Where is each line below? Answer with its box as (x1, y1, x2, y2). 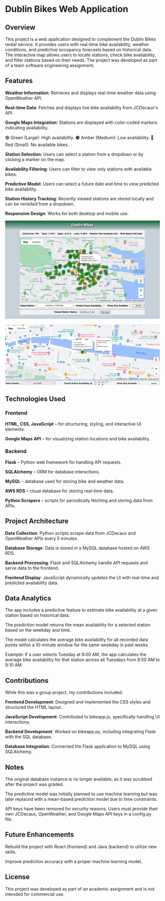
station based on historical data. (5, 612, 70, 618)
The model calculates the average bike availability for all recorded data (5, 637, 148, 643)
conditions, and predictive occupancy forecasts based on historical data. (5, 47, 153, 52)
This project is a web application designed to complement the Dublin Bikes (5, 36, 156, 42)
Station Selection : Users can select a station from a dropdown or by (5, 151, 144, 157)
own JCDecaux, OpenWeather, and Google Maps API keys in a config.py (5, 811, 152, 817)
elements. (5, 426, 26, 432)
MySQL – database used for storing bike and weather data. (5, 478, 125, 484)
